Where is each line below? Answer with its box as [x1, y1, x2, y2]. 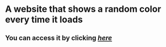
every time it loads [5, 14, 83, 25]
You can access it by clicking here [5, 34, 112, 42]
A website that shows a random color [5, 3, 162, 15]
